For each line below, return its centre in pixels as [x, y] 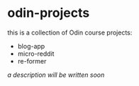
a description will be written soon [56, 75]
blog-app [31, 46]
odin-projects [49, 13]
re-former [32, 61]
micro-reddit [36, 54]
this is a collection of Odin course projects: [70, 32]
